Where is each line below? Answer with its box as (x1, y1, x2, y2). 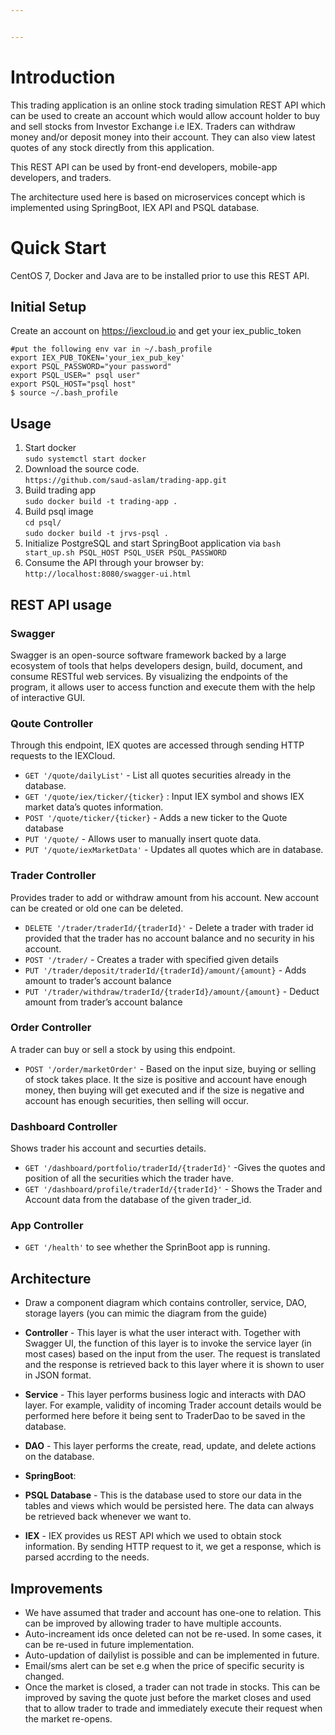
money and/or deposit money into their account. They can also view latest (10, 131, 316, 143)
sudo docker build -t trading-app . (24, 497, 178, 507)
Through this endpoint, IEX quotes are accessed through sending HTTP (10, 739, 305, 751)
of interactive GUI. (10, 691, 86, 703)
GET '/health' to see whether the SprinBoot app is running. (24, 1241, 271, 1253)
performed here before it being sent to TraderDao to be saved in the (24, 1410, 306, 1422)
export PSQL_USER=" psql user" (10, 371, 141, 381)
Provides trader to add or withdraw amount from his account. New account (10, 891, 320, 903)
